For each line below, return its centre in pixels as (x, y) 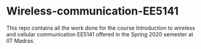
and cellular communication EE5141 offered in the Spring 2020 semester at (100, 34)
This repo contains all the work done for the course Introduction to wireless (101, 28)
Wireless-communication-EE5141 (92, 11)
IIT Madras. (21, 41)
